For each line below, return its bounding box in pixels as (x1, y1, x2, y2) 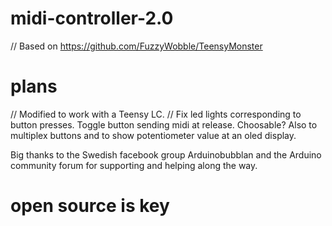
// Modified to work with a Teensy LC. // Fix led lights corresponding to (10, 108, 302, 120)
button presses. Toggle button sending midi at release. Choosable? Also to (10, 118, 318, 131)
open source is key (10, 195, 170, 217)
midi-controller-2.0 (10, 7, 174, 30)
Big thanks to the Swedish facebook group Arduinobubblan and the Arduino (10, 148, 322, 161)
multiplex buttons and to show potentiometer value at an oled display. (10, 129, 297, 141)
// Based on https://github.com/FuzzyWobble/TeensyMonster (10, 40, 263, 52)
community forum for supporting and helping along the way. (10, 159, 258, 171)
